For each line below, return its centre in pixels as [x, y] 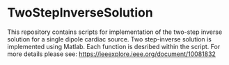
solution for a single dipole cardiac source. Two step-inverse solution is [110, 39]
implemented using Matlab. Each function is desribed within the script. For [114, 46]
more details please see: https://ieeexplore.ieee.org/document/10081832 [111, 54]
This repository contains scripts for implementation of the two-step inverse [115, 32]
